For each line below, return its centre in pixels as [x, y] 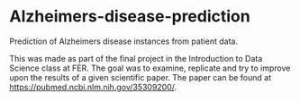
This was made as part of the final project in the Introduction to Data [136, 58]
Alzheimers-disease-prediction [130, 17]
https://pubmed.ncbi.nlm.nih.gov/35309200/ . [93, 87]
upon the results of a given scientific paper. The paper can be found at [141, 77]
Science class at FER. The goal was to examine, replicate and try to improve [150, 68]
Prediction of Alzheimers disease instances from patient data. [124, 41]
